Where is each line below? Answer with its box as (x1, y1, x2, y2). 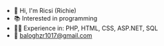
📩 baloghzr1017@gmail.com (13, 32, 92, 39)
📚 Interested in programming (13, 14, 98, 22)
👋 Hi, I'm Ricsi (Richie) (13, 7, 77, 14)
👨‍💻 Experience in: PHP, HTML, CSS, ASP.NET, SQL (13, 24, 158, 32)
